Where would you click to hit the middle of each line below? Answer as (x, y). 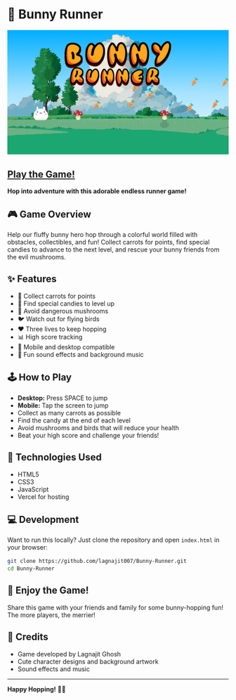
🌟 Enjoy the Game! (48, 591)
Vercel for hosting (43, 497)
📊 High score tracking (50, 337)
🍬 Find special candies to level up (66, 303)
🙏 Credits (28, 637)
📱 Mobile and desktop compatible (66, 346)
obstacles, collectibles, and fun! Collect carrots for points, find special (109, 242)
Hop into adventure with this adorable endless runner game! (97, 191)
